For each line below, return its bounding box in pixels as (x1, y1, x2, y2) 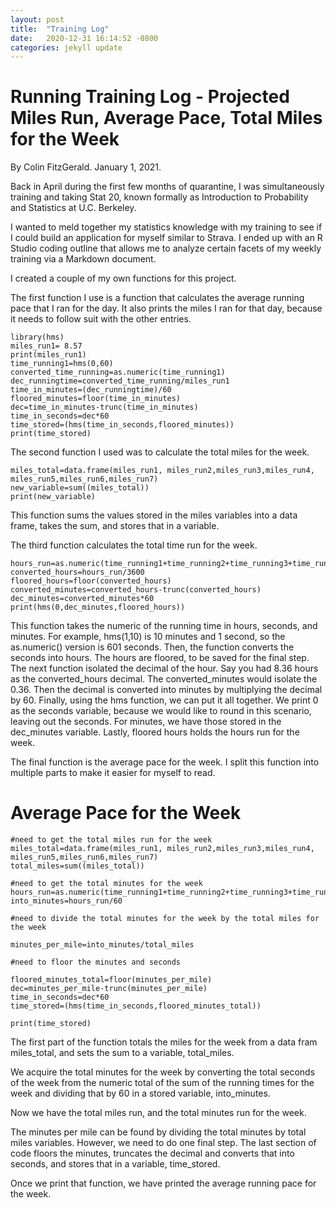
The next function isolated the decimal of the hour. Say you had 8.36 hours (10, 662, 319, 675)
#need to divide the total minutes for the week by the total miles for (10, 914, 320, 924)
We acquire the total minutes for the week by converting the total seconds (10, 1066, 316, 1078)
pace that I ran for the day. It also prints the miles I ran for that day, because (10, 302, 323, 315)
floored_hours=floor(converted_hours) (10, 576, 172, 586)
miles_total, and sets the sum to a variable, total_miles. (10, 1047, 235, 1059)
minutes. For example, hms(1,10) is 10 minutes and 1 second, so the (10, 631, 286, 643)
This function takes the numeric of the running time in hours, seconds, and (10, 620, 318, 632)
